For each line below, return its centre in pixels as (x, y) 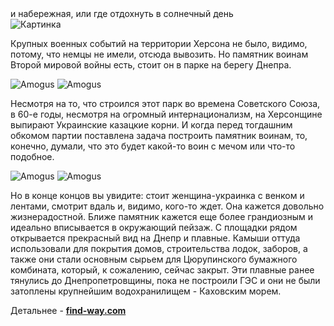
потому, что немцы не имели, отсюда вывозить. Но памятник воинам (159, 54)
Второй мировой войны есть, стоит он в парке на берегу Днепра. (151, 65)
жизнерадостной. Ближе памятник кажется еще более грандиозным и (162, 216)
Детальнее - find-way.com (68, 310)
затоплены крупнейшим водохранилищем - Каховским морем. (146, 291)
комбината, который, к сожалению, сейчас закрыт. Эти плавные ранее (162, 270)
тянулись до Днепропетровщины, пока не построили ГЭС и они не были (165, 280)
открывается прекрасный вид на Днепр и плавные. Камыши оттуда (155, 238)
